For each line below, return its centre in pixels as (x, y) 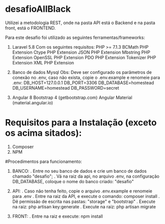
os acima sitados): (44, 133)
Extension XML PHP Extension (43, 63)
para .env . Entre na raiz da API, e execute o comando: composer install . (86, 196)
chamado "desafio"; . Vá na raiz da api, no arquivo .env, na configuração (86, 176)
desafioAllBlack (38, 9)
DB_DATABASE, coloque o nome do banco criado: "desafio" (73, 181)
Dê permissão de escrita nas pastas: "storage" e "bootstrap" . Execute (84, 201)
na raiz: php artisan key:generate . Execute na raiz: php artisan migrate (84, 207)
